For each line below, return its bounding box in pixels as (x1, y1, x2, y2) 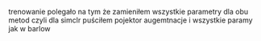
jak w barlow (8, 24, 51, 33)
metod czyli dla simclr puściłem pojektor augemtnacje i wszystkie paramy (8, 15, 253, 25)
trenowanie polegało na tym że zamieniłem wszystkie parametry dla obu (8, 7, 249, 16)
